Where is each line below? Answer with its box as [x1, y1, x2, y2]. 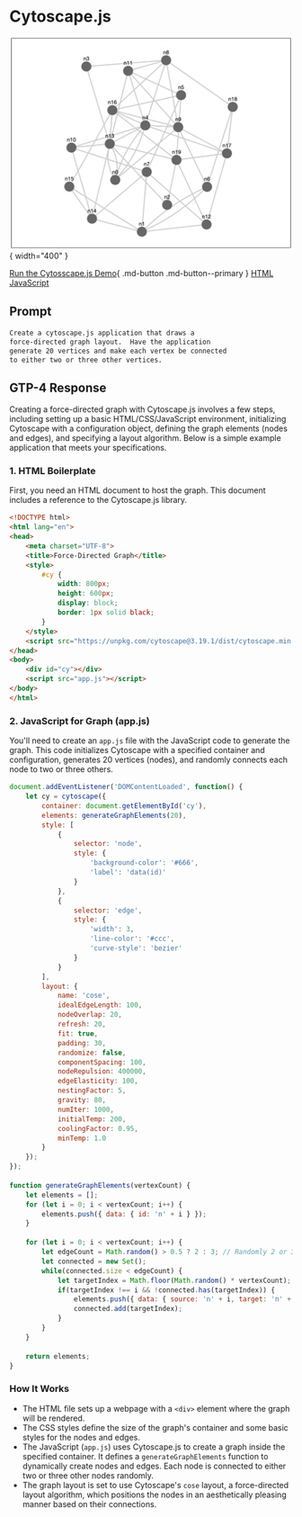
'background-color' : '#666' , [89, 858, 200, 867]
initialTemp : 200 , [57, 1114, 127, 1124]
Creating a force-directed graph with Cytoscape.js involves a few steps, [9, 404, 276, 415]
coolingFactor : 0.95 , [57, 1124, 139, 1133]
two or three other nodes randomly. [22, 1469, 155, 1481]
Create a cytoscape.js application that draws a [9, 328, 195, 338]
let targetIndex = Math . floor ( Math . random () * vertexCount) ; [57, 1276, 292, 1285]
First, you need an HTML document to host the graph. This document [9, 485, 267, 496]
